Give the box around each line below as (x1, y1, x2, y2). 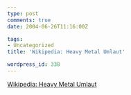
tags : (7, 35, 23, 42)
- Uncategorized (7, 42, 54, 49)
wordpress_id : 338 (7, 61, 60, 68)
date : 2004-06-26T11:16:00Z (7, 23, 89, 30)
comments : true (7, 17, 51, 24)
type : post (7, 10, 39, 17)
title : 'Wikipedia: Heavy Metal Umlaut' (7, 49, 126, 55)
